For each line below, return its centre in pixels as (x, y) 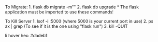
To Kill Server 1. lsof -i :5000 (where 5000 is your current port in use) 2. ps (79, 21)
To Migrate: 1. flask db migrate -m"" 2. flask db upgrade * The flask (72, 7)
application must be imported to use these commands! (59, 12)
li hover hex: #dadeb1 (26, 36)
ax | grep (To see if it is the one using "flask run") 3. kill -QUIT (66, 26)
